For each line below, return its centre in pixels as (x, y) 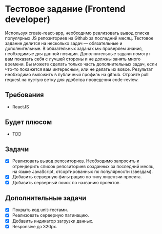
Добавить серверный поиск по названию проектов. (66, 182)
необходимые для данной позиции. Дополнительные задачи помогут (78, 53)
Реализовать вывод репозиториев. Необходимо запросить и (76, 161)
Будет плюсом (29, 122)
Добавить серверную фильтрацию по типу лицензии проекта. (77, 177)
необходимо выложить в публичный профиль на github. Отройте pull (77, 74)
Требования (24, 95)
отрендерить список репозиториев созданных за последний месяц (83, 167)
